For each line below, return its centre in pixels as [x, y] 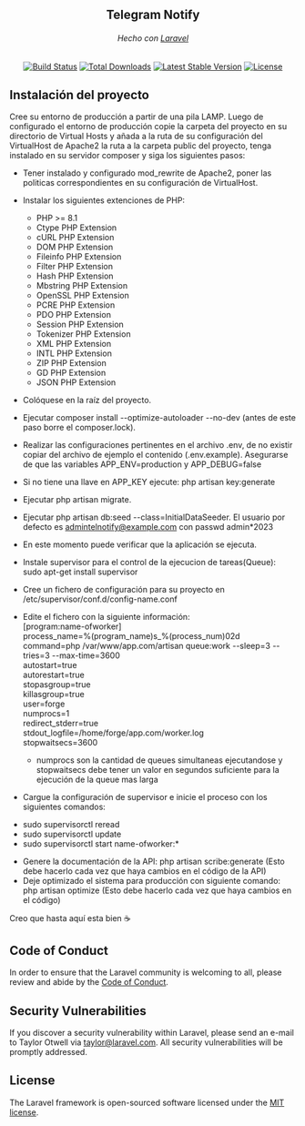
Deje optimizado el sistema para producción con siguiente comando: [151, 881]
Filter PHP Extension [75, 267]
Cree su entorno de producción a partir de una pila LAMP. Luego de [137, 117]
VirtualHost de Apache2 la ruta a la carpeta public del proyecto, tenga [140, 146]
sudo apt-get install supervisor [80, 572]
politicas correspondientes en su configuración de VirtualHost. [140, 183]
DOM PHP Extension [75, 247]
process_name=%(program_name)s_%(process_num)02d [131, 636]
